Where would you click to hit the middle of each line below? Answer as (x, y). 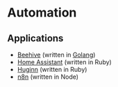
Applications (35, 38)
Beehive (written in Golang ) (56, 55)
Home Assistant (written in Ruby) (65, 62)
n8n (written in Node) (48, 77)
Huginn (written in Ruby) (52, 69)
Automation (42, 13)
